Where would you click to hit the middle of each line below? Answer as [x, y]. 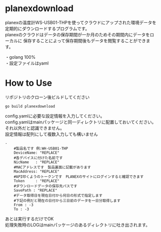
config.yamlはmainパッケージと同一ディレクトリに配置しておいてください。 [81, 122]
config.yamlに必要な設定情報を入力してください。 [55, 116]
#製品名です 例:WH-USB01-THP [41, 149]
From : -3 [24, 205]
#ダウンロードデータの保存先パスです [46, 186]
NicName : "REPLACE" [37, 162]
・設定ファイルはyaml [27, 63]
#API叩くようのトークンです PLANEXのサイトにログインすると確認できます [79, 177]
